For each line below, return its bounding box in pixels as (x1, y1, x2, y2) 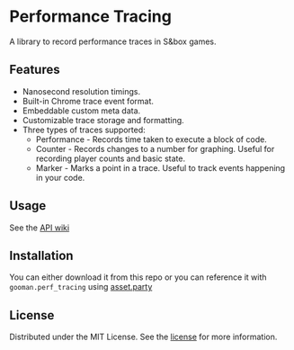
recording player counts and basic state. (35, 153, 186, 164)
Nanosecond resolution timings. (22, 85, 141, 96)
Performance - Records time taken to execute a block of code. (35, 133, 267, 145)
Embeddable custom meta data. (22, 105, 141, 116)
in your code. (35, 172, 85, 183)
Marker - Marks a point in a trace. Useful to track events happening (35, 162, 286, 173)
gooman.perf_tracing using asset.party (9, 282, 153, 292)
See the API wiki (9, 222, 70, 233)
